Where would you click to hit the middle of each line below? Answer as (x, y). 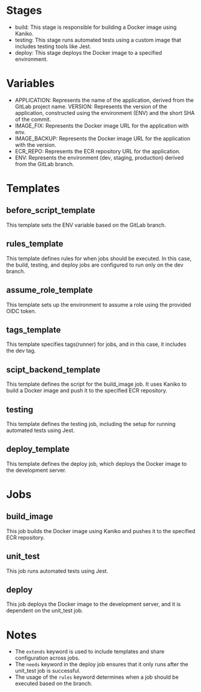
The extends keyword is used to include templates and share (90, 652)
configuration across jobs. (47, 658)
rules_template (35, 244)
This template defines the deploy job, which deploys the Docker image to (97, 463)
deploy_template (38, 449)
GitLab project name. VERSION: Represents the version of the (91, 107)
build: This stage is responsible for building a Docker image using (96, 27)
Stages (24, 11)
